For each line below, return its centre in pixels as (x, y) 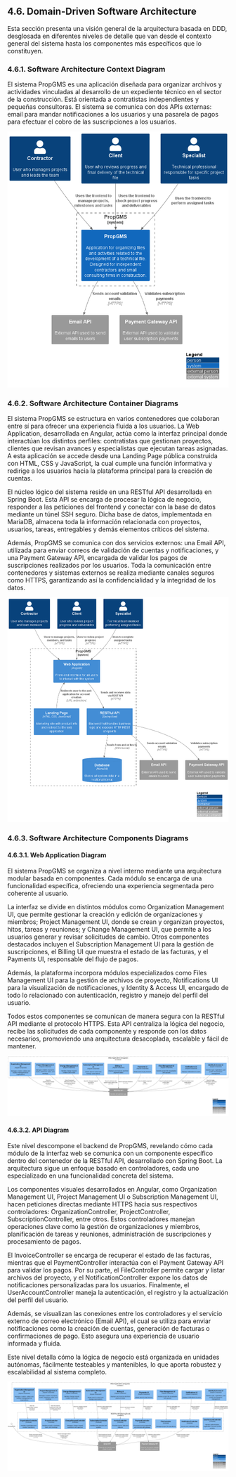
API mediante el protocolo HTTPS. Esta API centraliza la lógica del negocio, (116, 1023)
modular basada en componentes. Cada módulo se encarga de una (105, 878)
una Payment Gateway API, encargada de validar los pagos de (97, 557)
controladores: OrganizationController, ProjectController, (89, 1211)
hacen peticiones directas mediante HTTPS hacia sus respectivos (103, 1204)
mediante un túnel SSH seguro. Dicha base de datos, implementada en (110, 514)
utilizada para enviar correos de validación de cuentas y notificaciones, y (113, 550)
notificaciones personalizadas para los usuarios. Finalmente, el (98, 1284)
